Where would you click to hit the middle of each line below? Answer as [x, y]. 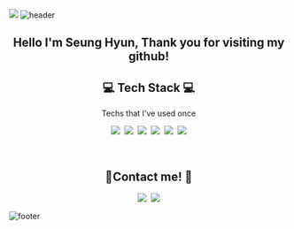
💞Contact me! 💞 [149, 176]
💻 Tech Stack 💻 [149, 88]
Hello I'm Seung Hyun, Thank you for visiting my [149, 43]
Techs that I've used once [149, 113]
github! [149, 57]
